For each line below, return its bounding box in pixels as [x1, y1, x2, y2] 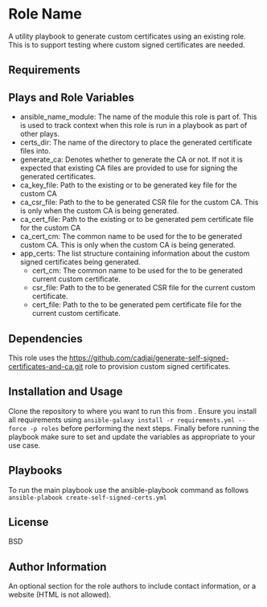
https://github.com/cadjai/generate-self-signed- [69, 353, 229, 363]
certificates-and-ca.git [8, 361, 84, 371]
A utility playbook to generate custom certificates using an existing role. [8, 31, 247, 41]
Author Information [8, 560, 107, 573]
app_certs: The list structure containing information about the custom [19, 248, 250, 258]
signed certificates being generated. [19, 257, 141, 267]
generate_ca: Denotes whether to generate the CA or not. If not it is [19, 154, 243, 165]
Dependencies [8, 331, 83, 346]
